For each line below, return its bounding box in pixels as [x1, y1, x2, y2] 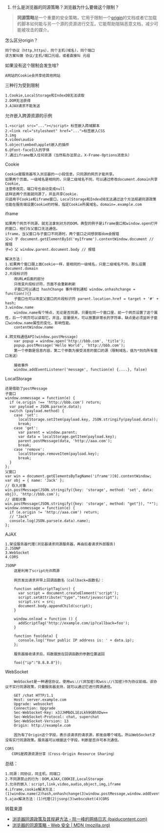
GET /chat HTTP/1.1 [14, 693, 54, 698]
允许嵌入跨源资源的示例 [5, 113, 52, 119]
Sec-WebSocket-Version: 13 [14, 719, 69, 724]
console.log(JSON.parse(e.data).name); [9, 518, 91, 523]
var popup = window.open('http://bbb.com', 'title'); [14, 339, 125, 343]
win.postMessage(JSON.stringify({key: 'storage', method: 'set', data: [5, 488, 154, 492]
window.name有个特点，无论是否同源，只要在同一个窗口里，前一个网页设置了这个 [14, 310, 154, 315]
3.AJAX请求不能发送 [5, 103, 41, 108]
